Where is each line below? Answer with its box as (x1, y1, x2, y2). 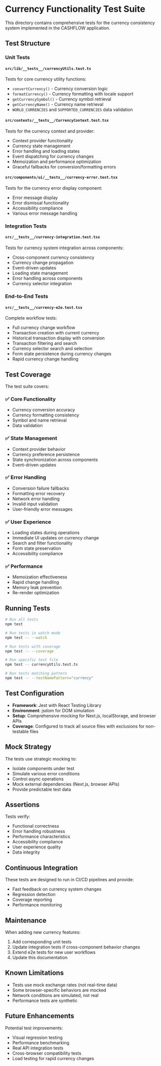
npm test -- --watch (5, 635, 48, 640)
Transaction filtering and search (12, 340, 77, 346)
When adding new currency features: (5, 930, 81, 935)
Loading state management (12, 270, 68, 276)
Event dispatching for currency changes (12, 153, 94, 159)
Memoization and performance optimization (12, 159, 101, 165)
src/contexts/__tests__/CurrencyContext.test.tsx (5, 118, 109, 123)
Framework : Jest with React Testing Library (12, 702, 102, 708)
